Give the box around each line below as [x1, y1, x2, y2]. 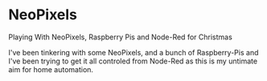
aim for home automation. [8, 64, 94, 74]
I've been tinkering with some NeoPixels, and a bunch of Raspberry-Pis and [8, 47, 259, 57]
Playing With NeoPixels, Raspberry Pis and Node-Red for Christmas [8, 32, 233, 42]
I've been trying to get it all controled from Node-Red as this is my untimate [8, 56, 258, 66]
